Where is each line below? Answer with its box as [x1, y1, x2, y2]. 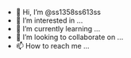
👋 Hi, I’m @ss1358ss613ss [15, 8, 102, 16]
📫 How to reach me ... [15, 42, 90, 50]
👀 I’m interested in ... [15, 16, 83, 25]
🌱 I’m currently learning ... [15, 24, 101, 33]
